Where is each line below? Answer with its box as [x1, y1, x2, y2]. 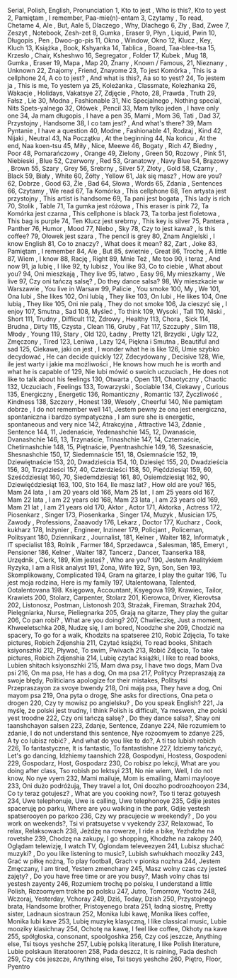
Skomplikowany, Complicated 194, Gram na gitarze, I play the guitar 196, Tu [7, 570, 226, 579]
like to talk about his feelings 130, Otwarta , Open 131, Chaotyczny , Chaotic [7, 375, 227, 383]
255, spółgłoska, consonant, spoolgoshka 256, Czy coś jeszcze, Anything [7, 932, 222, 940]
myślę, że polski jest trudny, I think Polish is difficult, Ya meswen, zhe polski [7, 707, 228, 714]
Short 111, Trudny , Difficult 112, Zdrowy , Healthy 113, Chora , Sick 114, [7, 315, 210, 323]
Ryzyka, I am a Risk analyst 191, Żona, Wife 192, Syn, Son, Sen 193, [7, 563, 202, 571]
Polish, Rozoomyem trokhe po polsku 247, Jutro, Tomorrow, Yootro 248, [7, 887, 217, 895]
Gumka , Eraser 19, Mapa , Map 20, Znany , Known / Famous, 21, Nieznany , [7, 59, 228, 67]
